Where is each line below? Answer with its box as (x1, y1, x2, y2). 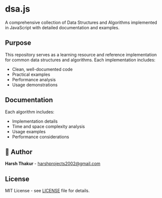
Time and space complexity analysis (12, 123, 85, 129)
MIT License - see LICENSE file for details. (5, 188, 90, 194)
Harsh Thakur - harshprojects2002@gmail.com (5, 161, 101, 166)
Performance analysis (12, 76, 56, 82)
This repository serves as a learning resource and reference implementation (5, 52, 157, 57)
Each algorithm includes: (5, 108, 55, 115)
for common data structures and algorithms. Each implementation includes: (5, 57, 156, 63)
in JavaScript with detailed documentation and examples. (5, 24, 120, 30)
